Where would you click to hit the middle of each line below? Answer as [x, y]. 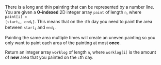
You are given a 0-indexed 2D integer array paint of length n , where [73, 12]
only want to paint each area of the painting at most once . [63, 43]
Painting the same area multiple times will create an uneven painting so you [80, 37]
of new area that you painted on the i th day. [49, 57]
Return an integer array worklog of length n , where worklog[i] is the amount [80, 52]
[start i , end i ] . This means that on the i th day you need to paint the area [79, 22]
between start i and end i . [31, 28]
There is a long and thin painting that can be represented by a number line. [80, 7]
